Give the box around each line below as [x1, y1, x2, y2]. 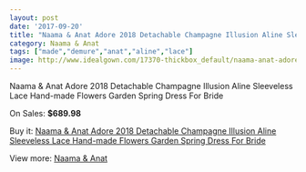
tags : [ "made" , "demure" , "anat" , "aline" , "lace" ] [9, 47, 194, 56]
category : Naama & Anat [9, 38, 100, 48]
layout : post [9, 13, 59, 23]
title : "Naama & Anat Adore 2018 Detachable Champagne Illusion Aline [9, 30, 283, 39]
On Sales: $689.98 [9, 108, 82, 118]
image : [9, 56, 35, 65]
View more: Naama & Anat [9, 153, 107, 164]
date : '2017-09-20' [9, 22, 84, 31]
